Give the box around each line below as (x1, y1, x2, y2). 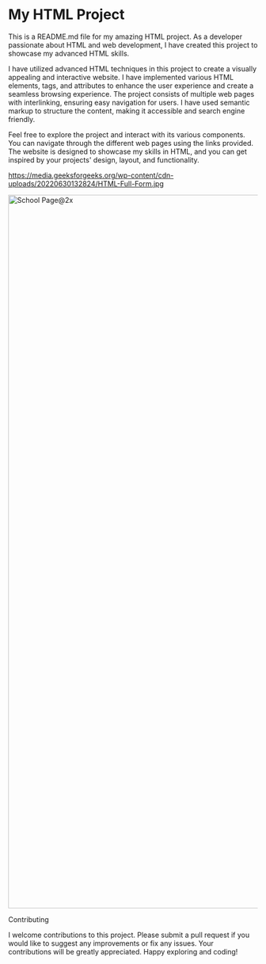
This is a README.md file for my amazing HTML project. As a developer (8, 32, 243, 41)
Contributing (8, 914, 49, 924)
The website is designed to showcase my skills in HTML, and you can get (8, 147, 248, 156)
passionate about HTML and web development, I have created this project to (8, 40, 258, 49)
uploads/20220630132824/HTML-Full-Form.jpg (8, 178, 165, 188)
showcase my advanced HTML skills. (8, 48, 130, 58)
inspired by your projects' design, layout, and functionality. (8, 155, 199, 164)
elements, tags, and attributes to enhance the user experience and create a (8, 81, 254, 90)
